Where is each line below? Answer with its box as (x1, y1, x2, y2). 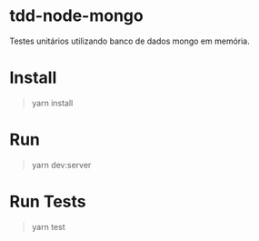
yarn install (31, 97, 74, 108)
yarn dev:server (31, 159, 92, 170)
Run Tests (9, 192, 86, 212)
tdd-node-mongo (9, 5, 144, 26)
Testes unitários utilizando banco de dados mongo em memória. (9, 35, 250, 46)
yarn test (31, 221, 65, 232)
